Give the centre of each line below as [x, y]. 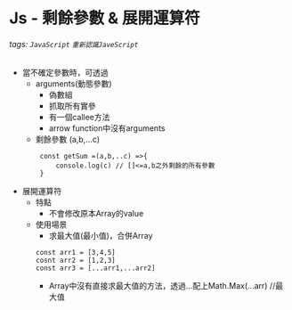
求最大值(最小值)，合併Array [101, 236]
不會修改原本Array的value [96, 214]
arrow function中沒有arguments [107, 128]
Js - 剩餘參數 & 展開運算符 [105, 18]
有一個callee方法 [79, 118]
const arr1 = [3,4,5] [75, 253]
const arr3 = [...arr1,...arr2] [95, 268]
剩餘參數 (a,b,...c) [68, 140]
